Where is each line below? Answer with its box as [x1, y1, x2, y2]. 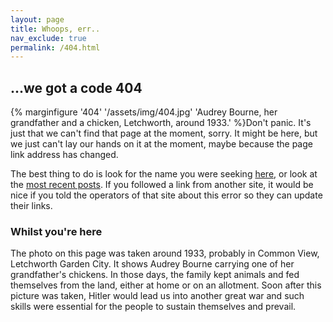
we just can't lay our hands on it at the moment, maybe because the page [10, 138, 313, 150]
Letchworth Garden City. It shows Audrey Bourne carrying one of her [10, 258, 295, 270]
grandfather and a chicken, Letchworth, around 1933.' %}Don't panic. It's [10, 117, 312, 129]
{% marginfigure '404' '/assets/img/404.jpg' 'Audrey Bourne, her [10, 106, 278, 118]
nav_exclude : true [10, 33, 87, 43]
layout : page [10, 14, 65, 25]
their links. [10, 200, 53, 212]
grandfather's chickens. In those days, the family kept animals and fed [10, 269, 300, 281]
